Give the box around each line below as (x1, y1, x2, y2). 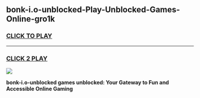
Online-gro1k (6, 14, 55, 24)
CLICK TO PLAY (6, 32, 52, 40)
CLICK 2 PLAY (6, 54, 48, 62)
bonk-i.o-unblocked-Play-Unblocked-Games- (6, 5, 180, 15)
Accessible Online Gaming (6, 85, 73, 92)
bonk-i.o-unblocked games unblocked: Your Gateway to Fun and (6, 78, 170, 86)
